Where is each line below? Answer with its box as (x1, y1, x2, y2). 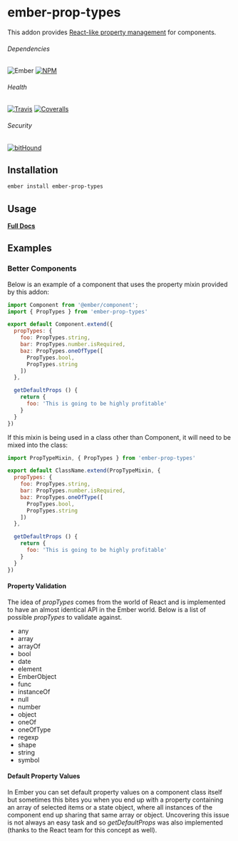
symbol (17, 755, 40, 764)
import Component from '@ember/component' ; (7, 301, 139, 308)
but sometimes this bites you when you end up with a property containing (7, 795, 224, 804)
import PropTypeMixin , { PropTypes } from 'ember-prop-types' (7, 454, 196, 461)
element (17, 665, 42, 673)
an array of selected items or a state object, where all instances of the (7, 803, 212, 812)
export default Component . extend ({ (7, 321, 113, 328)
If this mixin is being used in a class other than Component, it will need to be (7, 433, 232, 441)
